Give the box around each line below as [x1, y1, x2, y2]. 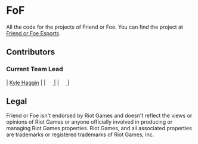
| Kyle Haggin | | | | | [6, 79, 70, 86]
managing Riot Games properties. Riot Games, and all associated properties [6, 125, 192, 132]
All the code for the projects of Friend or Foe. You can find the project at [6, 23, 184, 30]
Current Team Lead [6, 65, 63, 73]
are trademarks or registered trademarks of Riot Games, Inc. [6, 131, 154, 138]
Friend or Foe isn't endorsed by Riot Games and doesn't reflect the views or [6, 112, 193, 120]
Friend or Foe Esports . [6, 29, 61, 36]
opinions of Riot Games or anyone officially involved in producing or [6, 118, 173, 125]
